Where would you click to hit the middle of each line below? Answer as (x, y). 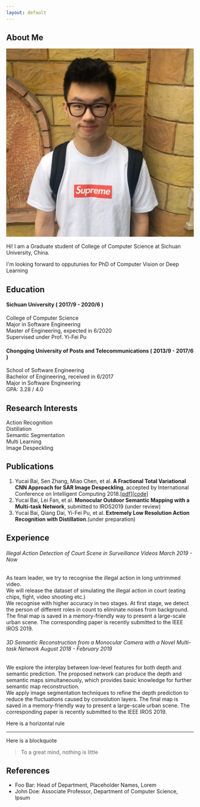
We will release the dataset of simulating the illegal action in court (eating (96, 591)
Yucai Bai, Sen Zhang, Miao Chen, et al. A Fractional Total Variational (100, 481)
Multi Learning (24, 441)
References (28, 771)
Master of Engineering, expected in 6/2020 (59, 331)
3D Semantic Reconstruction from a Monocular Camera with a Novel (91, 643)
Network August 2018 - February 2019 (65, 649)
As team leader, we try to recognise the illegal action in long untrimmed (93, 578)
